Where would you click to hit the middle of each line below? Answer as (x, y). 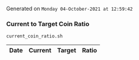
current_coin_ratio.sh (34, 36)
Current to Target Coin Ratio (48, 24)
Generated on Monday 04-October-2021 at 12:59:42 (69, 9)
